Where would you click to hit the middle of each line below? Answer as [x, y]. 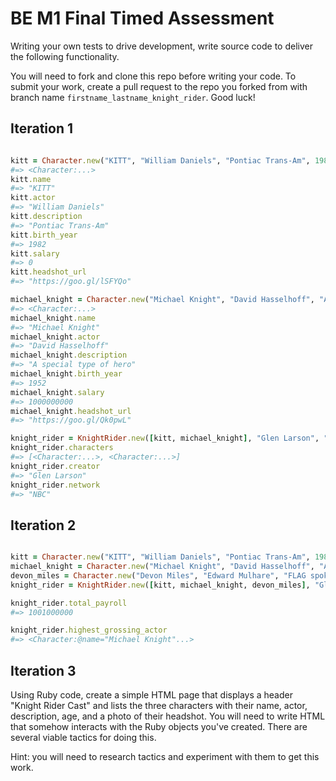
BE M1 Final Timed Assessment [142, 18]
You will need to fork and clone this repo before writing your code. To [153, 76]
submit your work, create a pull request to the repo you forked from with [159, 86]
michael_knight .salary [57, 392]
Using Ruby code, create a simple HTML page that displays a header [151, 695]
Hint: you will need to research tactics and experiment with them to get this [165, 756]
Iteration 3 [43, 670]
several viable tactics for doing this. [83, 737]
